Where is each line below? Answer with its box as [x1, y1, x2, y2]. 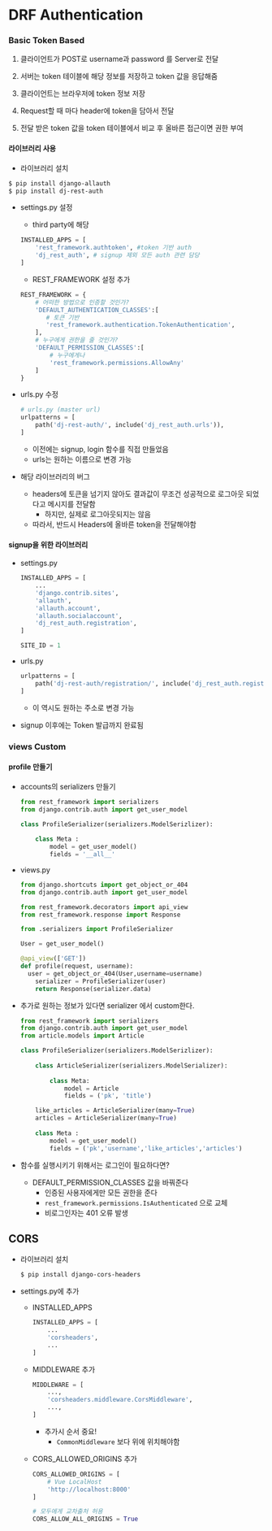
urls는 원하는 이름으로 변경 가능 [32, 454, 132, 464]
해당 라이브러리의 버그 [19, 472, 91, 481]
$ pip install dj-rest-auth [8, 187, 104, 195]
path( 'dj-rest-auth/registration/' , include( [35, 679, 192, 688]
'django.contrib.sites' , [35, 589, 119, 597]
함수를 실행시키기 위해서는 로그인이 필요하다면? [19, 1160, 171, 1170]
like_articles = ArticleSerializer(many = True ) [35, 1107, 196, 1115]
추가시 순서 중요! [44, 1426, 97, 1436]
